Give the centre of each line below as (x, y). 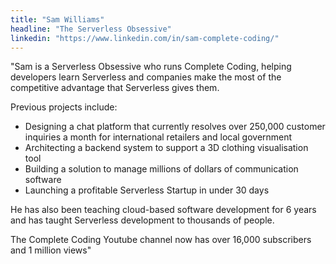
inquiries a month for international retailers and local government (158, 137)
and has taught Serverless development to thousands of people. (142, 220)
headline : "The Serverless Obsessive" (91, 29)
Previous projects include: (64, 107)
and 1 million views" (51, 250)
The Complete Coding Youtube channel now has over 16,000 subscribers (161, 240)
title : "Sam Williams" (57, 19)
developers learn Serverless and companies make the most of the (146, 77)
